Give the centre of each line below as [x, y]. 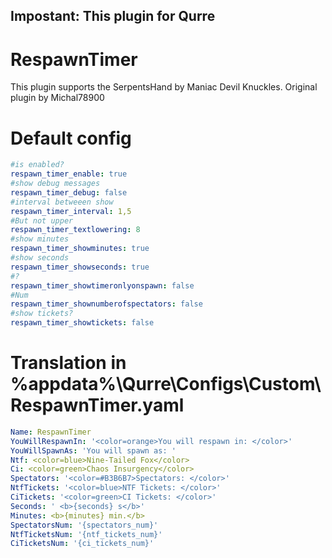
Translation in [68, 363]
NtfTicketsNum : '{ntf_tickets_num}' [86, 534]
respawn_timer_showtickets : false [82, 323]
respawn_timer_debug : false [69, 192]
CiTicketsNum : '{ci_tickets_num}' [82, 544]
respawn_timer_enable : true [69, 174]
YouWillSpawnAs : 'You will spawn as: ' [93, 450]
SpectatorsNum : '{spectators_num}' [84, 525]
